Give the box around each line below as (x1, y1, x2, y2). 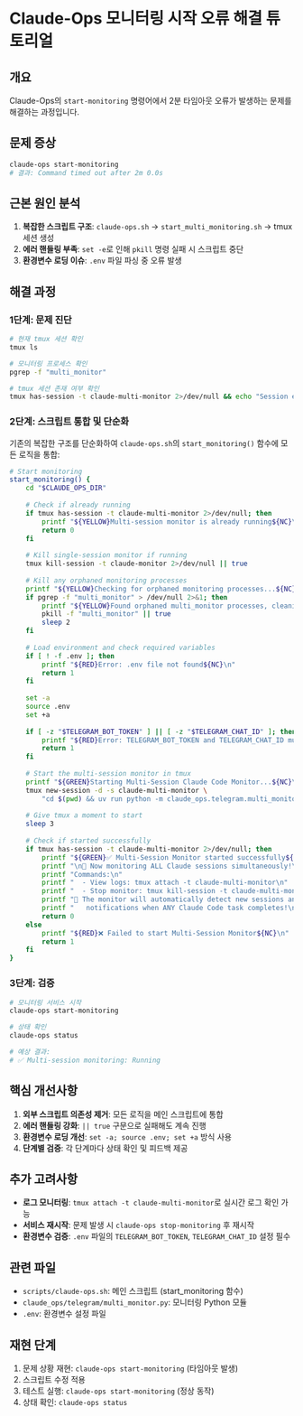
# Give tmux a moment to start (25, 811, 143, 820)
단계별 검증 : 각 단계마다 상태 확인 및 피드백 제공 (22, 1142, 188, 1153)
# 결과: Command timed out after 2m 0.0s (9, 168, 164, 177)
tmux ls (9, 342, 39, 352)
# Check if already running (25, 500, 131, 510)
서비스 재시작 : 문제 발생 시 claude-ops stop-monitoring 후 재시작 (22, 1220, 255, 1231)
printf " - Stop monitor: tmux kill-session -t (41, 887, 228, 896)
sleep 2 (41, 618, 70, 628)
